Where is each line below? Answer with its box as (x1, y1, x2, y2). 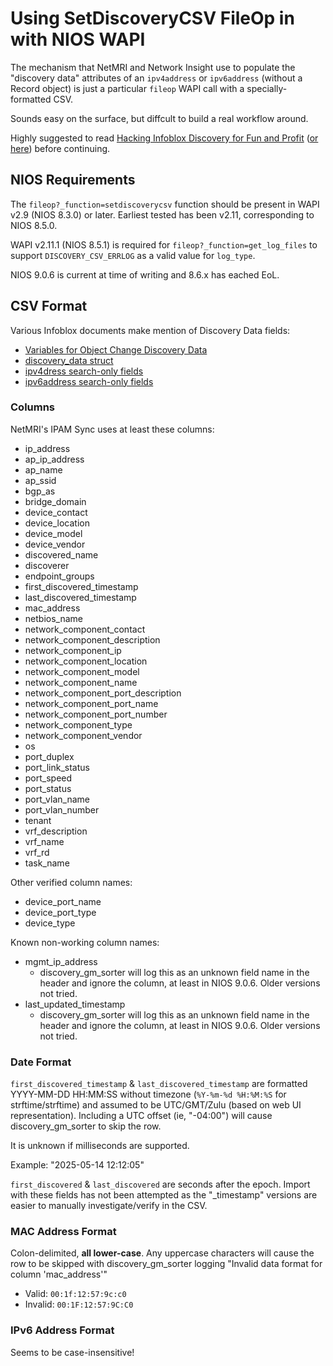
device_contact (24, 506, 88, 518)
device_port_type (24, 906, 97, 918)
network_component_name (24, 676, 138, 688)
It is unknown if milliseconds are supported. (10, 1140, 190, 1152)
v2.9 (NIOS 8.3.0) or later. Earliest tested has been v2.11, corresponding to (10, 208, 315, 221)
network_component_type (24, 718, 133, 731)
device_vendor (24, 538, 86, 550)
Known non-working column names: (10, 936, 160, 948)
